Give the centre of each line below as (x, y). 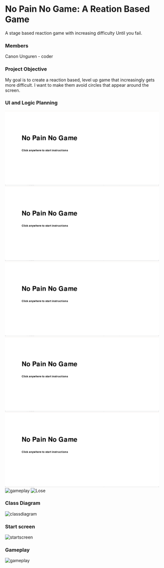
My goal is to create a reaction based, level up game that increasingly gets (80, 80)
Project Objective (26, 69)
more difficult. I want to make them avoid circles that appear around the (77, 85)
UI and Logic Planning (31, 103)
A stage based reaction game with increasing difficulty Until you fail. (74, 33)
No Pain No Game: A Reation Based (78, 9)
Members (17, 46)
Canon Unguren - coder (29, 56)
